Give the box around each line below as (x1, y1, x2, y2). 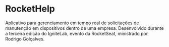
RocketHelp (5, 3, 55, 15)
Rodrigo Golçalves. (5, 36, 45, 42)
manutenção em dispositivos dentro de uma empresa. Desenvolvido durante (5, 25, 164, 31)
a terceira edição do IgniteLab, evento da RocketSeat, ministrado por (5, 30, 148, 36)
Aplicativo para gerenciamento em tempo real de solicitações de (5, 20, 139, 26)
